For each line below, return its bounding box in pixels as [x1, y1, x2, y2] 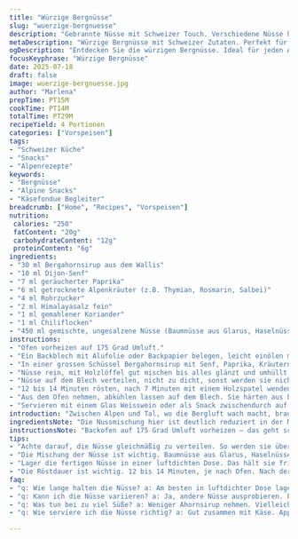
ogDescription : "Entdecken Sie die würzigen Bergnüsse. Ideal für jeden [9, 46, 284, 55]
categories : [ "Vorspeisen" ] [9, 129, 114, 138]
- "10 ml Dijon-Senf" [9, 269, 90, 278]
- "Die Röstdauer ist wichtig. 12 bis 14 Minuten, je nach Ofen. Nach [9, 467, 276, 476]
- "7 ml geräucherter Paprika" [9, 277, 125, 286]
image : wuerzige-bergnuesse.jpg [9, 79, 129, 88]
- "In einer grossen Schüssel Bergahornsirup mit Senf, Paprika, [9, 360, 255, 369]
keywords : [9, 170, 46, 178]
